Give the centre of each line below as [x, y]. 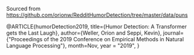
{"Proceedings [24, 39]
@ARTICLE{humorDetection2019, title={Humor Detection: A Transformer [97, 27]
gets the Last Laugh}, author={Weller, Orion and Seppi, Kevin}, [84, 33]
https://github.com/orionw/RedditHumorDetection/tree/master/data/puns [97, 15]
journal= [173, 33]
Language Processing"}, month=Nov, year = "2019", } [73, 45]
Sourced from [24, 9]
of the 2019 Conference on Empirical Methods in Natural [114, 39]
